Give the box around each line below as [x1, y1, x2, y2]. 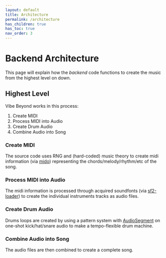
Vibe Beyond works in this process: [5, 103, 79, 109]
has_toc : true [5, 26, 35, 31]
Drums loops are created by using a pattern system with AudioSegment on [5, 217, 160, 223]
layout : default [5, 7, 39, 13]
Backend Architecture [5, 53, 99, 64]
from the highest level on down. [5, 74, 71, 81]
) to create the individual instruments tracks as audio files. [18, 193, 139, 199]
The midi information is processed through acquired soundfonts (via [5, 188, 147, 194]
